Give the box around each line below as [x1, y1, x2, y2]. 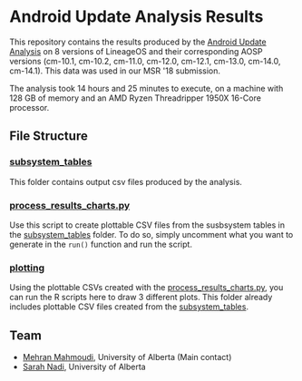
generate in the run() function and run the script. [9, 239, 193, 249]
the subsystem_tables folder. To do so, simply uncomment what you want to [9, 229, 294, 239]
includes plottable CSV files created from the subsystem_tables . [9, 301, 249, 312]
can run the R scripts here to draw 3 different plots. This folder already [9, 292, 273, 303]
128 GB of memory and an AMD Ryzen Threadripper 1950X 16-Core [9, 93, 261, 103]
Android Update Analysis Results [9, 6, 264, 27]
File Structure [9, 129, 88, 144]
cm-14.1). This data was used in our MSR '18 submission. [9, 65, 220, 76]
